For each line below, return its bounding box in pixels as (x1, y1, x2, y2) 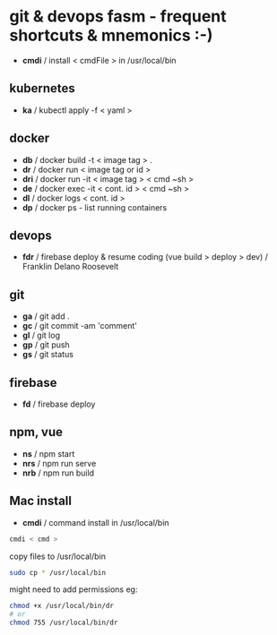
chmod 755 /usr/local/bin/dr (9, 618, 118, 628)
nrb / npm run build (22, 468, 95, 478)
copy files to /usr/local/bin (9, 551, 106, 562)
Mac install (9, 493, 72, 509)
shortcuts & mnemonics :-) (9, 25, 213, 46)
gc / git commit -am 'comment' (22, 321, 137, 331)
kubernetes (9, 81, 76, 96)
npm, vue (9, 425, 63, 440)
